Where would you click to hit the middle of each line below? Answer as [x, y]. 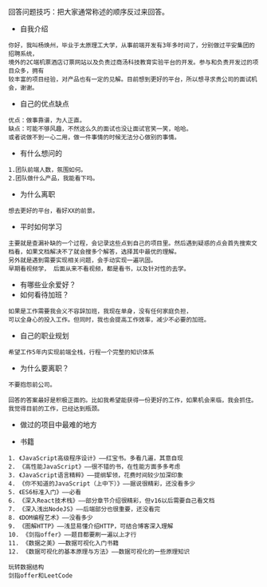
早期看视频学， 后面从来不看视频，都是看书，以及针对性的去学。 [99, 269]
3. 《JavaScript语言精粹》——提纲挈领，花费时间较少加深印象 [96, 475]
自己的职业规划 [44, 335]
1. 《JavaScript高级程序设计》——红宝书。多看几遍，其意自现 [96, 458]
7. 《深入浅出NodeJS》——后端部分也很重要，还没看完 [84, 509]
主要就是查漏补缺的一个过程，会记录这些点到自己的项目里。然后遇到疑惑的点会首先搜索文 [133, 243]
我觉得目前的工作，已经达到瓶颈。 [56, 409]
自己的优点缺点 [44, 104]
